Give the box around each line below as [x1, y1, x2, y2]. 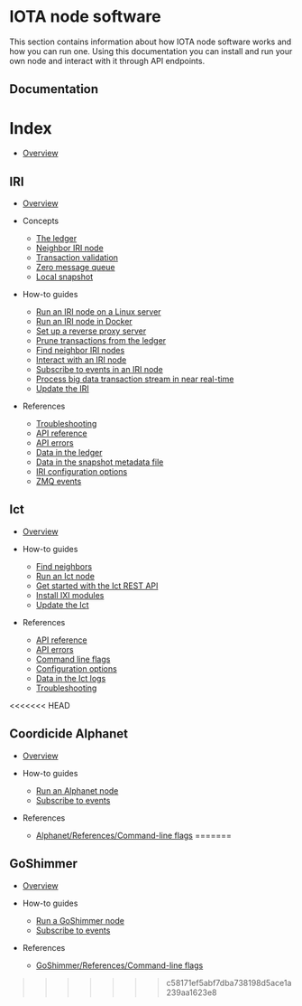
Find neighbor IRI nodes [35, 345, 125, 356]
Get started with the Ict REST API [35, 580, 159, 591]
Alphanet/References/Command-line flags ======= [35, 830, 233, 841]
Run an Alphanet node [35, 785, 119, 796]
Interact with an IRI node [35, 354, 127, 365]
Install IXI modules [35, 589, 105, 600]
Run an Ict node [35, 570, 95, 581]
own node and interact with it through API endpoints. [9, 55, 206, 66]
